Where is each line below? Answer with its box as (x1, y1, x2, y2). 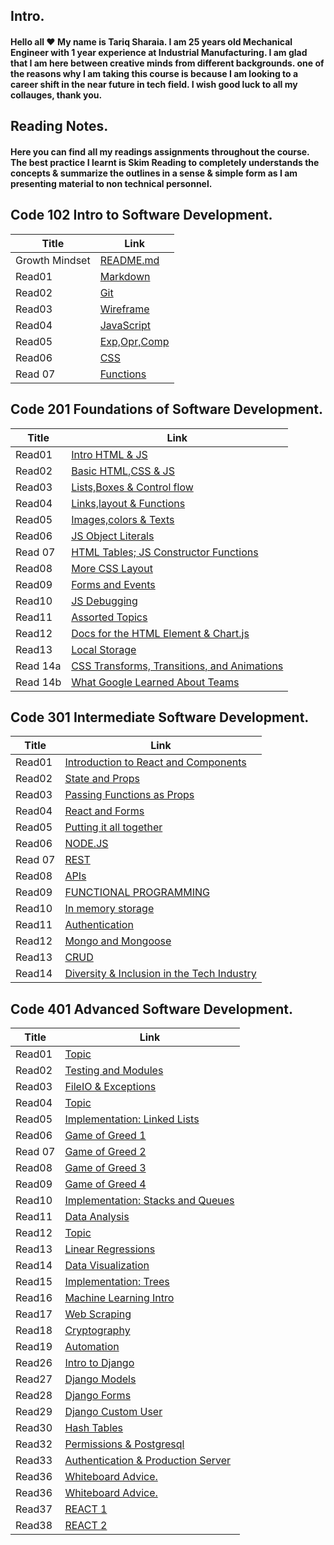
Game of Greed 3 (64, 1161, 147, 1175)
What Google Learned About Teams (71, 675, 240, 689)
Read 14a (15, 659, 62, 673)
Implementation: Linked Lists (64, 1112, 200, 1126)
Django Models (64, 1372, 137, 1386)
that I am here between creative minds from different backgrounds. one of (10, 57, 325, 69)
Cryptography (64, 1324, 131, 1338)
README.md (99, 253, 160, 267)
